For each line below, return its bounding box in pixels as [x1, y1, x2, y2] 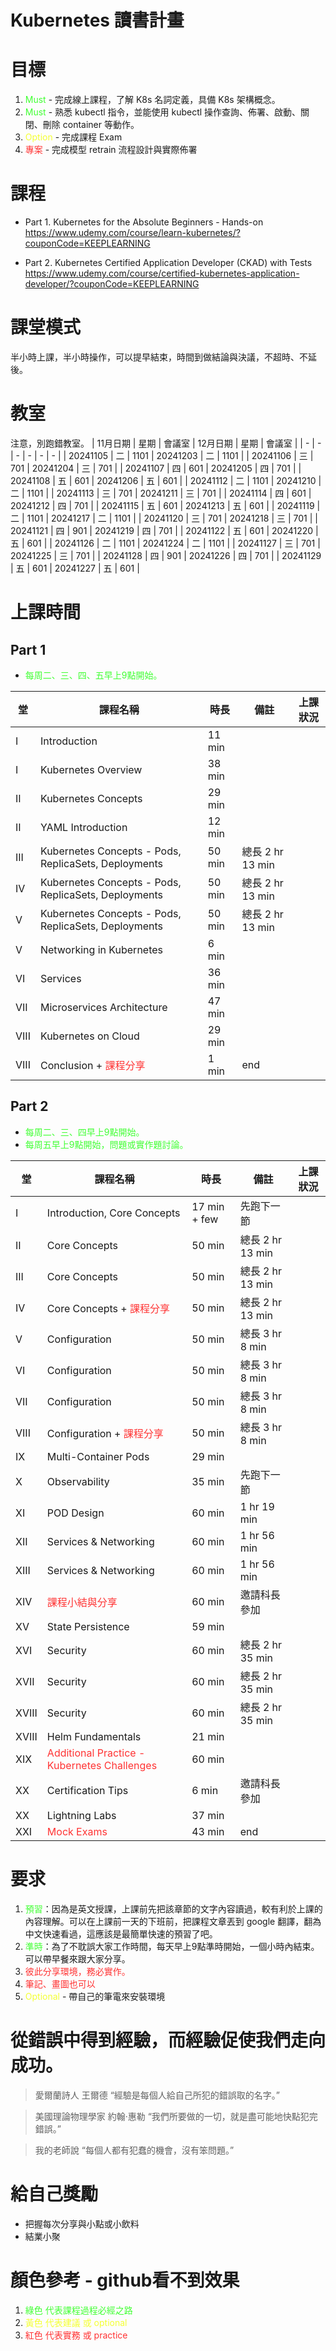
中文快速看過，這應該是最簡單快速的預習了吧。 [24, 1927, 218, 1940]
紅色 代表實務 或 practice [24, 2329, 128, 2341]
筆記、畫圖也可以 [24, 1977, 96, 1990]
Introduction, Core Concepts [46, 1206, 181, 1220]
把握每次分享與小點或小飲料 [24, 2217, 140, 2230]
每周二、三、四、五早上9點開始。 [24, 669, 163, 681]
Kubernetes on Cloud [39, 1029, 140, 1043]
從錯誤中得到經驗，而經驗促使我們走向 [10, 2029, 327, 2051]
